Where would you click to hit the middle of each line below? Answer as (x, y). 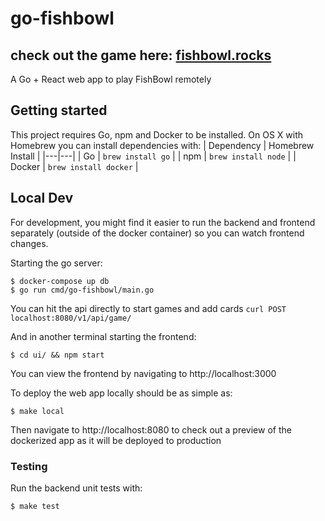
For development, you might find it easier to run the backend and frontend (163, 222)
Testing (29, 466)
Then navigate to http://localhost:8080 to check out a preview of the (151, 429)
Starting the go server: (56, 263)
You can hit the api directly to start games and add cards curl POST (148, 308)
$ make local (37, 411)
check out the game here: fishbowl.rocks (141, 55)
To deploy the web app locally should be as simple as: (121, 393)
